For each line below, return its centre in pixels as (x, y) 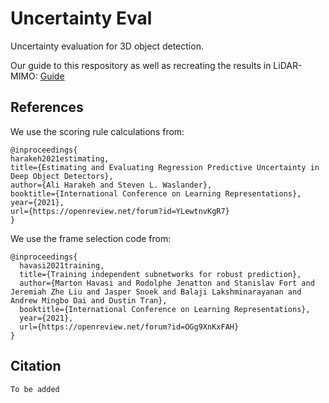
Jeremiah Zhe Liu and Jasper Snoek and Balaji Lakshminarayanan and (156, 292)
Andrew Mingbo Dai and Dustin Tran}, (89, 300)
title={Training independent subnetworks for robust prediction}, (160, 274)
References (47, 107)
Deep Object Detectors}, (62, 176)
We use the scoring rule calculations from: (97, 131)
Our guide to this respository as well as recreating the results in (141, 65)
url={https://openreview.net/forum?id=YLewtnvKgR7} (120, 211)
